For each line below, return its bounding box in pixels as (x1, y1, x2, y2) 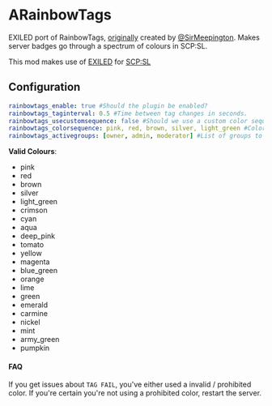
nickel (19, 318, 40, 327)
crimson (19, 205, 48, 216)
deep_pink (19, 231, 56, 241)
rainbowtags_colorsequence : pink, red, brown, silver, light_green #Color (8, 124, 266, 133)
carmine (19, 309, 49, 318)
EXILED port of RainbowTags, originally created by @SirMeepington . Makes (8, 32, 261, 42)
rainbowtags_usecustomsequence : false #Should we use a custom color (8, 117, 249, 125)
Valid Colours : (8, 147, 57, 156)
